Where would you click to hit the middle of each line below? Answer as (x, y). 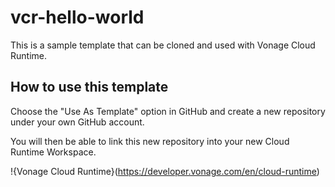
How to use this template (89, 87)
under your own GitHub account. (77, 122)
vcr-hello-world (77, 17)
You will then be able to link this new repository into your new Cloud (150, 141)
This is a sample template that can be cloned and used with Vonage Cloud (163, 45)
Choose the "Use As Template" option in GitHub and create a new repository (168, 111)
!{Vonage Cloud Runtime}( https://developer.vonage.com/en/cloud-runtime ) (165, 171)
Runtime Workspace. (53, 152)
